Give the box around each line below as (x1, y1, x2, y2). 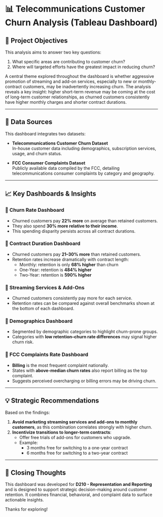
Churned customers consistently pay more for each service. (12, 295, 132, 301)
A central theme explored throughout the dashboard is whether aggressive (5, 74, 154, 79)
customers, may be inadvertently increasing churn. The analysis (22, 84, 151, 90)
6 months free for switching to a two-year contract (26, 450, 128, 456)
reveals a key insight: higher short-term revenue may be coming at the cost (5, 89, 155, 94)
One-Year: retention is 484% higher (19, 267, 92, 273)
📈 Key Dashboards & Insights (5, 190, 96, 198)
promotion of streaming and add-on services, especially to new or (5, 78, 137, 84)
